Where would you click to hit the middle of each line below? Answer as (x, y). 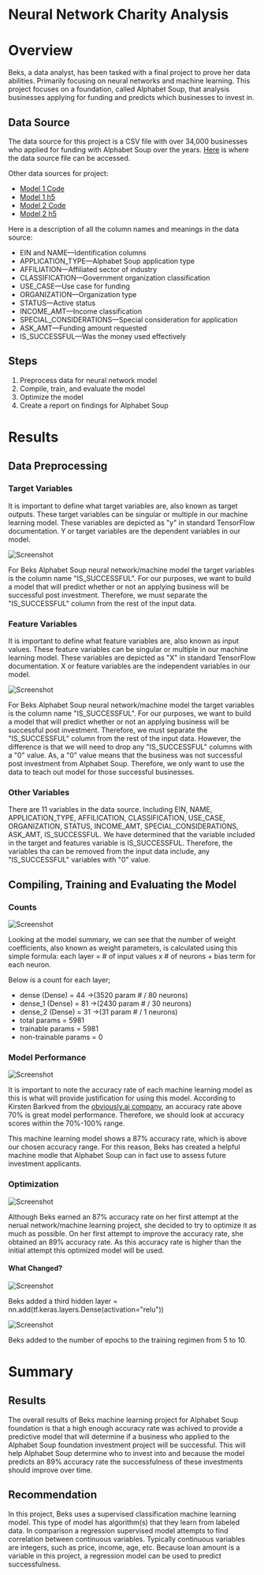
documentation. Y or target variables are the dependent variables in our (125, 531)
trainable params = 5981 (59, 1028)
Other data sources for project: (58, 173)
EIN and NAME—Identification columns (83, 252)
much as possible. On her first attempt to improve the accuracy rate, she (126, 1233)
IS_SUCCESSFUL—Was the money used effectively (103, 336)
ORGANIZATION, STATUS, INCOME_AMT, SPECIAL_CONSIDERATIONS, (123, 826)
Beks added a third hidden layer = (63, 1301)
